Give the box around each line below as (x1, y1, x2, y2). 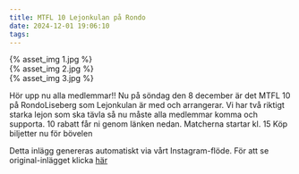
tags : (9, 29, 30, 38)
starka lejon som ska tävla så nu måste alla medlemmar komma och (9, 109, 258, 120)
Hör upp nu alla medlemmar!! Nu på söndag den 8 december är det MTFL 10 (9, 90, 291, 101)
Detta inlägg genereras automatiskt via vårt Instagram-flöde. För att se (9, 145, 269, 156)
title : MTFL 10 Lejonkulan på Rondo (9, 12, 146, 22)
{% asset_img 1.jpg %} (9, 54, 92, 65)
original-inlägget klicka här (9, 155, 108, 166)
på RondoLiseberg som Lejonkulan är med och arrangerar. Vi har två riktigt (9, 100, 285, 111)
